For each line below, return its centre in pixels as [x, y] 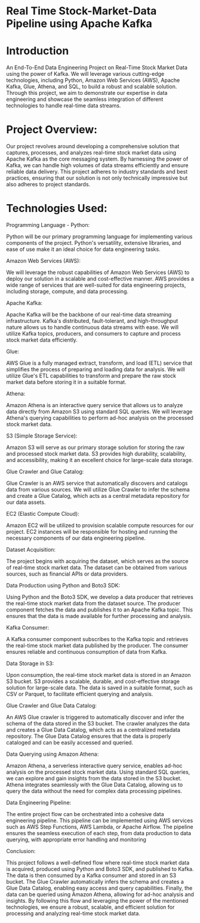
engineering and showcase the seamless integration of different [85, 99]
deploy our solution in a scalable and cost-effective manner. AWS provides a [100, 279]
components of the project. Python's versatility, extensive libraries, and [94, 243]
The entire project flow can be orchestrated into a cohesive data [85, 814]
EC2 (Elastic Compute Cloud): [43, 514]
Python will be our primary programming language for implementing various [99, 236]
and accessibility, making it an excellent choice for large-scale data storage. [100, 460]
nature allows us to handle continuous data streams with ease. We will [93, 327]
